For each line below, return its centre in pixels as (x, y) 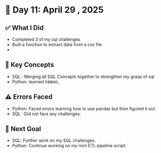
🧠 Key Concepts (29, 65)
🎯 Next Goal (23, 129)
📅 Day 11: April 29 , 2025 (54, 10)
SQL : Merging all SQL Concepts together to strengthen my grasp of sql (83, 76)
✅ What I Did (24, 28)
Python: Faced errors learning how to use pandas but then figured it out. (84, 108)
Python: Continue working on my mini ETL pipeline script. (69, 146)
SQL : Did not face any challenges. (46, 114)
